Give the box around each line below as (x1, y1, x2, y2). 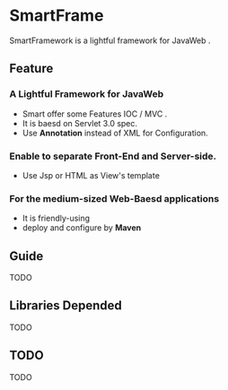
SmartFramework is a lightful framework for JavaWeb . (9, 35, 211, 46)
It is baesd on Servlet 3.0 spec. (22, 117, 137, 128)
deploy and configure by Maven (22, 222, 142, 233)
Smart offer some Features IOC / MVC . (22, 108, 168, 119)
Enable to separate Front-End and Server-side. (9, 150, 217, 162)
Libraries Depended (9, 298, 123, 314)
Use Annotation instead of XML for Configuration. (22, 127, 208, 138)
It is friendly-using (22, 212, 91, 224)
